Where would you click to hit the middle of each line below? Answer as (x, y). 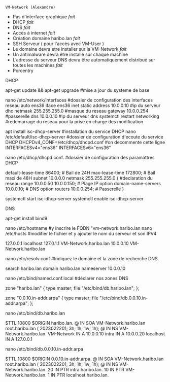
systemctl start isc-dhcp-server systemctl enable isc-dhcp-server (74, 199)
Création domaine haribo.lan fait (46, 38)
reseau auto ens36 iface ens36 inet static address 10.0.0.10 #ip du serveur (83, 106)
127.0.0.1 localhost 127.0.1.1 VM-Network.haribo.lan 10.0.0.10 (67, 243)
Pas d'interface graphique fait (44, 17)
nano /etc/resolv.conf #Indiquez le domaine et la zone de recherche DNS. (82, 258)
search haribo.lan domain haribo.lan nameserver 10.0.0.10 (65, 268)
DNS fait (21, 27)
